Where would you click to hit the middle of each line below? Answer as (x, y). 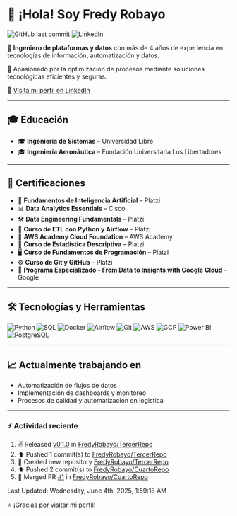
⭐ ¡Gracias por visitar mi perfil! (51, 505)
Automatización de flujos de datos (67, 386)
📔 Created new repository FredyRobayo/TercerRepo (93, 462)
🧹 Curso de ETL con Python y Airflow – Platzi (84, 229)
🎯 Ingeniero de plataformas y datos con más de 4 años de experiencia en (115, 47)
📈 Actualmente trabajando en (74, 365)
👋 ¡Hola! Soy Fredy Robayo (86, 15)
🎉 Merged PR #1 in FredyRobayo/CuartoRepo (83, 477)
